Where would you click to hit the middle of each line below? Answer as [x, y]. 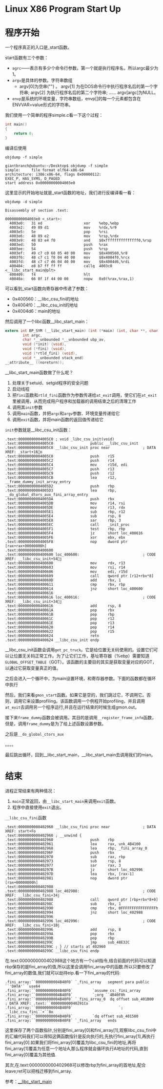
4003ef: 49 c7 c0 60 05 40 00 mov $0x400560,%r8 [69, 253]
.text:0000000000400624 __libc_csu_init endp [52, 640]
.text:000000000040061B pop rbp [60, 614]
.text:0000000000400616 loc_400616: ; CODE [81, 597]
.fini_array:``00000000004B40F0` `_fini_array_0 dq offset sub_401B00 [79, 999]
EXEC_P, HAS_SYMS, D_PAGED [32, 179]
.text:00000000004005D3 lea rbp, [61, 490]
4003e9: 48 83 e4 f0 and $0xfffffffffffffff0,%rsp [81, 240]
